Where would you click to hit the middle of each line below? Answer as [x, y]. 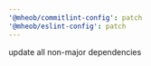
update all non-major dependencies [75, 52]
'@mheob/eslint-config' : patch [67, 26]
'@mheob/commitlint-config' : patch [75, 18]
